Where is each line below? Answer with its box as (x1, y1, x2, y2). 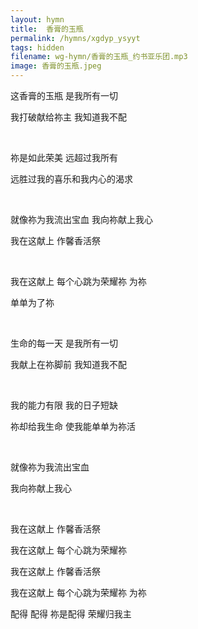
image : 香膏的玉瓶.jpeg (10, 61, 102, 71)
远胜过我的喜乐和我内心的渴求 (10, 173, 133, 185)
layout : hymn (10, 14, 65, 25)
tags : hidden (10, 42, 65, 53)
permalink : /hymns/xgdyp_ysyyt (10, 33, 141, 43)
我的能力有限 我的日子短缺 (10, 399, 118, 411)
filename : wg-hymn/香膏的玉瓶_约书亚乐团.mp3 (10, 52, 188, 62)
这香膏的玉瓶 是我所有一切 (10, 90, 118, 101)
